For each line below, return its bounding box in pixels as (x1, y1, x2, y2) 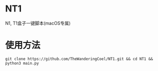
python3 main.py (5, 60, 39, 65)
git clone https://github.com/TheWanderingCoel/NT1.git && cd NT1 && (5, 56, 153, 61)
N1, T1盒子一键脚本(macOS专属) (5, 20, 71, 26)
